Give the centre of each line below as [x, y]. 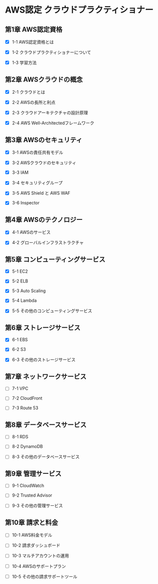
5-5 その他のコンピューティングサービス [52, 311]
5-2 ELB [20, 281]
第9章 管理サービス [33, 474]
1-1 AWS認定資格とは [33, 42]
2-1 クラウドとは [29, 92]
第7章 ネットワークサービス [46, 376]
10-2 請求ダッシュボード [36, 545]
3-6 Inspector [26, 203]
